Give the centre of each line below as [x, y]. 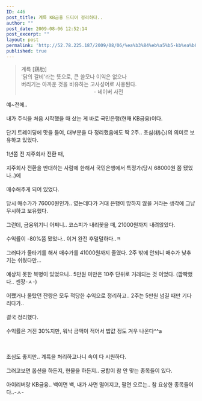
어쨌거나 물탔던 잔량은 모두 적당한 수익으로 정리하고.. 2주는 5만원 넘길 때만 [93, 295]
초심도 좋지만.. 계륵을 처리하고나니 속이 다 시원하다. [66, 356]
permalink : [20, 46]
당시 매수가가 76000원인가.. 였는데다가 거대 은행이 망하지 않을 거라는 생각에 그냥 [101, 203]
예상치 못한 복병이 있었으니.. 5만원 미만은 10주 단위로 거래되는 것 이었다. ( [92, 274]
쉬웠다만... [29, 260]
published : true [26, 51]
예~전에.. [17, 104]
